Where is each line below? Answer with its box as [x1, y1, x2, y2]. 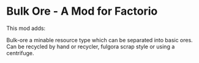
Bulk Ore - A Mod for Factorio [6, 4, 158, 18]
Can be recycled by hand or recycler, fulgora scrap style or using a [6, 43, 175, 50]
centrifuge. [6, 49, 35, 56]
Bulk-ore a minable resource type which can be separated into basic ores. [6, 36, 193, 43]
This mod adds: [6, 24, 46, 32]
